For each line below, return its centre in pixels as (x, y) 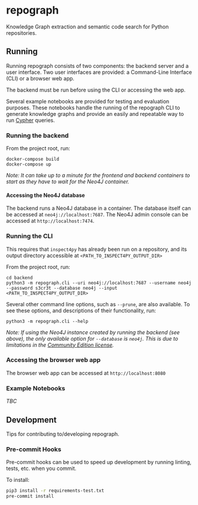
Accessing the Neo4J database (46, 195)
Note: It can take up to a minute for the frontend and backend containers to (98, 176)
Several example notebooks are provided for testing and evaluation (88, 101)
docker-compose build (33, 159)
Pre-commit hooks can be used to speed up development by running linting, (99, 462)
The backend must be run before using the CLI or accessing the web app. (96, 90)
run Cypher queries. (30, 120)
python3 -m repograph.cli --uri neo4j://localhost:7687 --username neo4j (99, 283)
